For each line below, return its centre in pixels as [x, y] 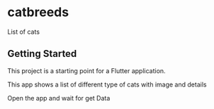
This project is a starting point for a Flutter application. [86, 70]
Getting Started [42, 54]
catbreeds [38, 12]
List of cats [24, 32]
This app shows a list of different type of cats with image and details [107, 84]
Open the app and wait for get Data [59, 98]
